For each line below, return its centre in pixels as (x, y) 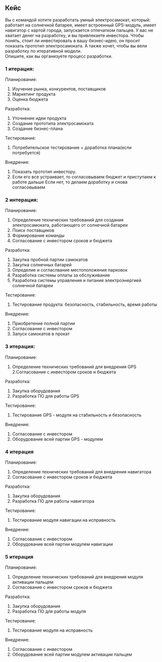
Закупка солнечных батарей (42, 265)
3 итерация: (20, 346)
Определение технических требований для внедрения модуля (78, 577)
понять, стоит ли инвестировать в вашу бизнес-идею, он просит (72, 41)
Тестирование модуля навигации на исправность (64, 520)
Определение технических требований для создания (68, 220)
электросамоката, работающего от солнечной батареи (70, 225)
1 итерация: (20, 69)
